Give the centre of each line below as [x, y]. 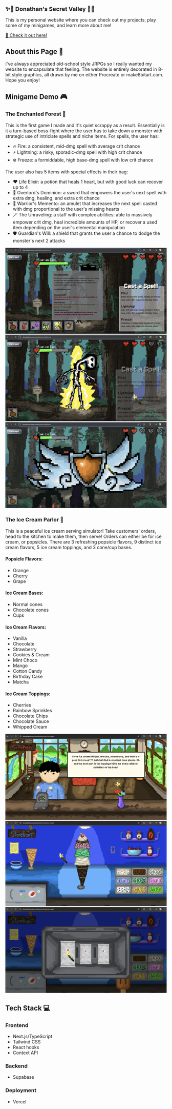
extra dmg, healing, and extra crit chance [56, 198]
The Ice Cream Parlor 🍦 [35, 520]
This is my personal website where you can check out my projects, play [81, 20]
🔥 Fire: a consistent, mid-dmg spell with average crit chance [76, 146]
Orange [21, 570]
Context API [25, 1053]
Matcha [21, 682]
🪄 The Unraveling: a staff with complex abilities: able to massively [82, 214]
